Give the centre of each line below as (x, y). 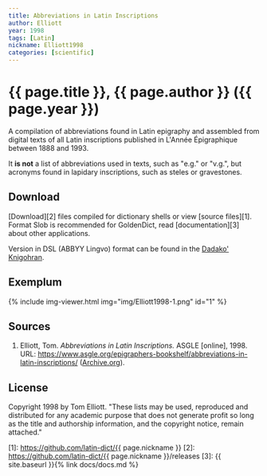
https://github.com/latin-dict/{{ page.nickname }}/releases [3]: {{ (115, 456)
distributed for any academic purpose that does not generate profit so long (131, 415)
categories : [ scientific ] (51, 53)
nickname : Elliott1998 (46, 45)
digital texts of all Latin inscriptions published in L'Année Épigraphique (123, 140)
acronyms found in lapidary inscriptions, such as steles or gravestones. (125, 171)
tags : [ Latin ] (32, 38)
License (28, 387)
